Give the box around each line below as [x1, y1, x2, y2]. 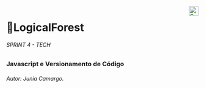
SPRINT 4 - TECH [6, 41, 51, 48]
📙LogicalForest [6, 21, 84, 35]
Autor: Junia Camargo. [6, 75, 64, 82]
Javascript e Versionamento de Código [6, 60, 124, 69]
